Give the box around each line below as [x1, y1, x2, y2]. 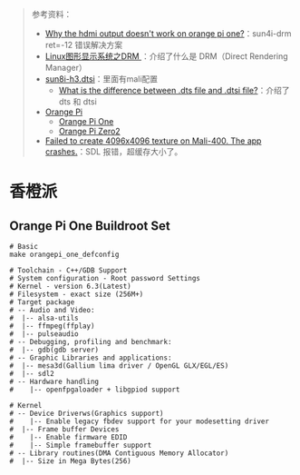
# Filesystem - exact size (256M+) [9, 290, 144, 299]
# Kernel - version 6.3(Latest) [9, 282, 131, 291]
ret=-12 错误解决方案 [44, 40, 123, 50]
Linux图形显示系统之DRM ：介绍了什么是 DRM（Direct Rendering [44, 51, 288, 62]
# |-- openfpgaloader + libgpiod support [9, 385, 180, 394]
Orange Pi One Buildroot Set [9, 218, 170, 233]
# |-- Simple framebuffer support [9, 440, 152, 450]
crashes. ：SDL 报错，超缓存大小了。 [44, 146, 183, 157]
